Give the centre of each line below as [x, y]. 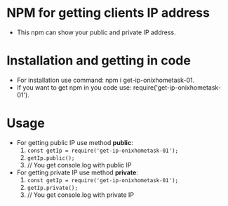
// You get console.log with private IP [81, 195]
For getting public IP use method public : [75, 142]
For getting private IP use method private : [77, 172]
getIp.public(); [51, 158]
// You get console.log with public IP [79, 165]
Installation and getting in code [99, 61]
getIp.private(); [53, 188]
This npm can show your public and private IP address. [96, 32]
